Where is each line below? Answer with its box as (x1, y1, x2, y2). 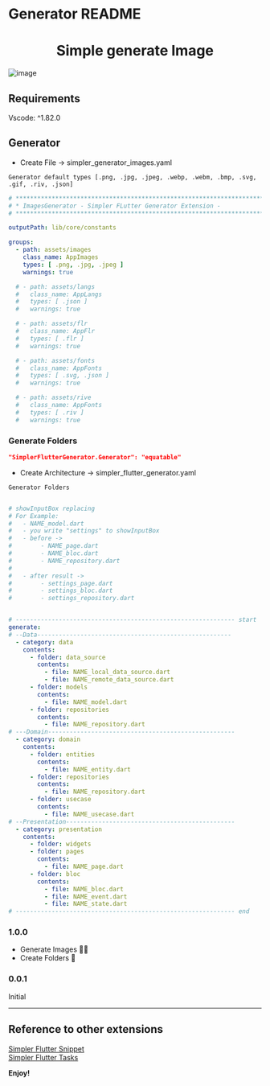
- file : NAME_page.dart (43, 862, 125, 871)
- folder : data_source (29, 653, 106, 661)
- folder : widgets (29, 840, 92, 849)
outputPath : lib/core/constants (8, 224, 117, 232)
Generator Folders (8, 483, 70, 492)
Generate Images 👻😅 (19, 944, 88, 954)
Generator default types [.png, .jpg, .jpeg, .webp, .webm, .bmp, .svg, (8, 173, 257, 181)
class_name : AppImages (22, 253, 99, 261)
